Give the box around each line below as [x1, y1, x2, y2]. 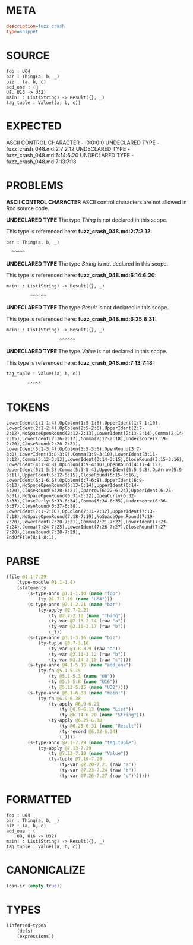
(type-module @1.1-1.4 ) [17, 580, 76, 586]
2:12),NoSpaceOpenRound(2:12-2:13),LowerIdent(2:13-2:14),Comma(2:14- [6, 431, 185, 437]
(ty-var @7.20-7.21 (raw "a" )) [59, 761, 137, 768]
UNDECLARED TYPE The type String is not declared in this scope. [6, 260, 168, 267]
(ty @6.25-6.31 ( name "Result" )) [59, 723, 143, 729]
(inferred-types [6, 922, 46, 928]
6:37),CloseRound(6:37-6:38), [6, 503, 81, 510]
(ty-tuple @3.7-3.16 [37, 640, 89, 646]
